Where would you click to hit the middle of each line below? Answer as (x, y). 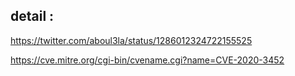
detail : (32, 16)
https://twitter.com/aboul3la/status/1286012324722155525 (131, 40)
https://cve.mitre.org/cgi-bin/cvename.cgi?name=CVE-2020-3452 (147, 60)
